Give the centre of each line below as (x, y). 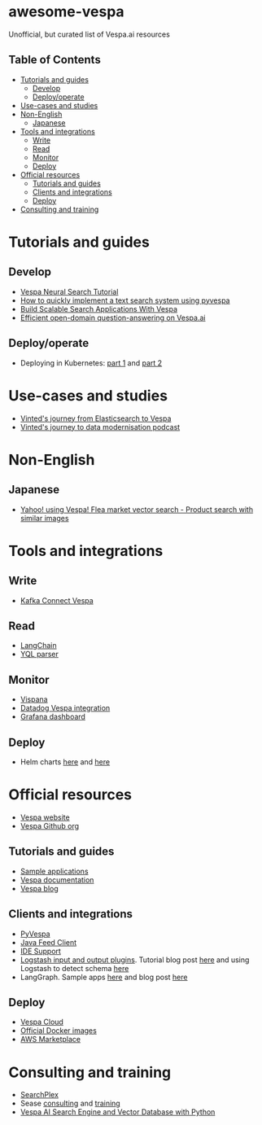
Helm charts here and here (65, 762)
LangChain (38, 646)
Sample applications (54, 871)
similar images (44, 518)
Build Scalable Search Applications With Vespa (98, 309)
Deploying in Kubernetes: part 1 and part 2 (91, 363)
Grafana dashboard (52, 717)
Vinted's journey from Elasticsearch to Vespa (96, 418)
